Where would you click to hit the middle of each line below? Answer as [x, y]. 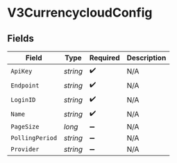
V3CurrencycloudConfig [80, 13]
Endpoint [25, 85]
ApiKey [22, 71]
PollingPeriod [34, 138]
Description [146, 58]
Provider [25, 149]
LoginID [23, 100]
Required [104, 58]
